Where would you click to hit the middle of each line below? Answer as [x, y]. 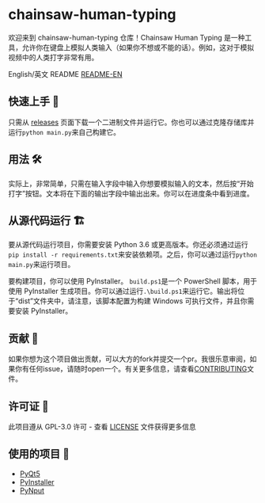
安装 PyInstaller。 [44, 311]
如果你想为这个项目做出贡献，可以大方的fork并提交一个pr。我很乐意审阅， [129, 359]
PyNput [32, 490]
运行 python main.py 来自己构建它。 [64, 131]
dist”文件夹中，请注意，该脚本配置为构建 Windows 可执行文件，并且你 [133, 301]
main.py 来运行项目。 [42, 265]
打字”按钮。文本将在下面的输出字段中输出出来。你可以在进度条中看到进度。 [131, 193]
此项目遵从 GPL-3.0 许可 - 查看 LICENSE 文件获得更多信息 [102, 427]
